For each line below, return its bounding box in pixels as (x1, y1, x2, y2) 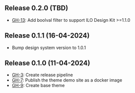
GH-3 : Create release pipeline (11, 72, 73, 78)
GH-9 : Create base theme (11, 83, 65, 89)
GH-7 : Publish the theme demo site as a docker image (11, 77, 123, 83)
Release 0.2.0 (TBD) (4, 4, 68, 12)
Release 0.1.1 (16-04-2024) (4, 32, 90, 40)
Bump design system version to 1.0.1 (11, 45, 86, 50)
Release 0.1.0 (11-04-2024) (4, 59, 90, 67)
